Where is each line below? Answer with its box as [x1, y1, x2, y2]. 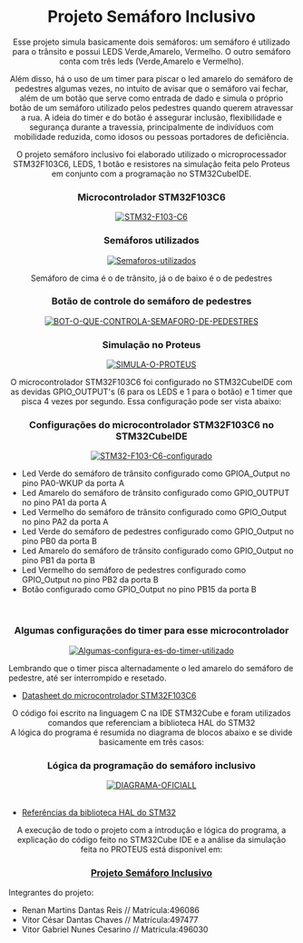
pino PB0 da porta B [21, 536, 97, 547]
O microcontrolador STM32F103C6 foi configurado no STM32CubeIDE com [10, 377, 293, 388]
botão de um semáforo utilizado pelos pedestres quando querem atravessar [9, 102, 294, 113]
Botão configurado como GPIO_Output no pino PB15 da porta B [21, 584, 258, 595]
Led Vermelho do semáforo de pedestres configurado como [21, 565, 247, 576]
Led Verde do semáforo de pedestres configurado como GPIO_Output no [21, 526, 294, 537]
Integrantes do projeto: [8, 888, 94, 898]
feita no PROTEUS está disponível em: [80, 844, 223, 855]
